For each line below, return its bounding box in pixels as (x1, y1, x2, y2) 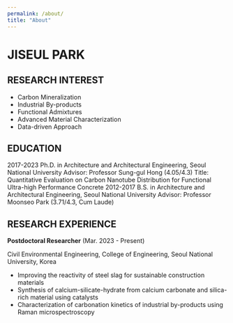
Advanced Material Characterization (17, 115, 121, 123)
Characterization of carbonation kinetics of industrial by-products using (17, 301, 223, 309)
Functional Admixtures (17, 107, 82, 116)
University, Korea (7, 258, 57, 266)
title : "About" (7, 17, 52, 24)
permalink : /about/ (7, 10, 64, 17)
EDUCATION (7, 142, 62, 154)
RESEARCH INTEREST (7, 74, 105, 86)
